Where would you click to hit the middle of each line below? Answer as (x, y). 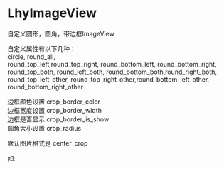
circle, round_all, (31, 56)
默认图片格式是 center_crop (48, 143)
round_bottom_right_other (46, 87)
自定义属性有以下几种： (42, 48)
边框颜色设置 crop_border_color (54, 102)
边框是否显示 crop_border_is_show (58, 119)
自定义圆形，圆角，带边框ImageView (61, 33)
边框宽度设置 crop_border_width (54, 110)
